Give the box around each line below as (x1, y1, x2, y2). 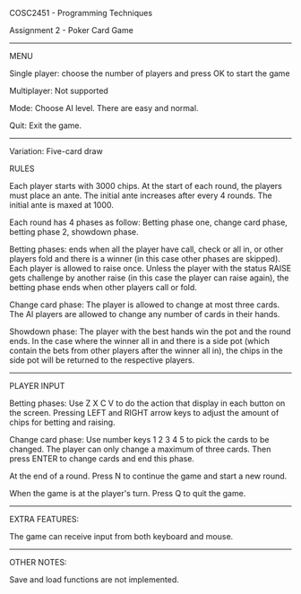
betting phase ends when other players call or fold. (9, 282, 197, 292)
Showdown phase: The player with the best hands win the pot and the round (9, 326, 291, 337)
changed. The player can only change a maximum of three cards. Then (9, 443, 271, 454)
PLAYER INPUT (9, 381, 65, 391)
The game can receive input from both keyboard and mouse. (9, 531, 234, 541)
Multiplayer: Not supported (9, 85, 109, 96)
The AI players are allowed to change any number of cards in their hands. (9, 309, 280, 319)
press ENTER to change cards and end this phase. (9, 453, 195, 464)
